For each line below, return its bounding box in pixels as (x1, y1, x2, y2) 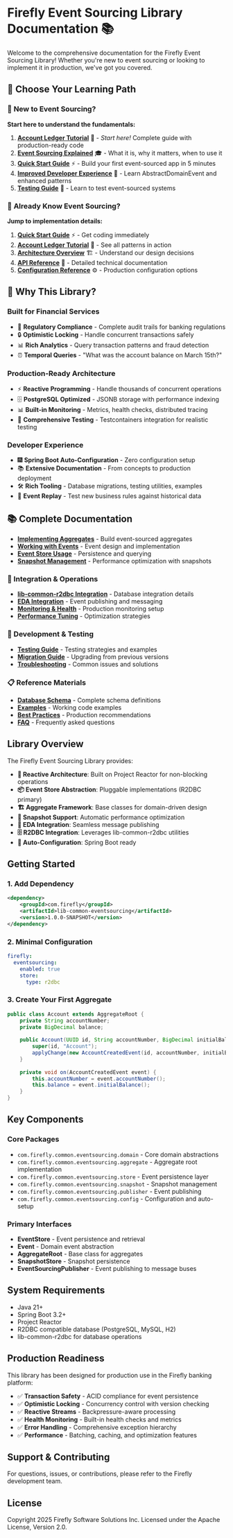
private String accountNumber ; (19, 1017, 110, 1024)
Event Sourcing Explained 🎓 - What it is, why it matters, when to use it (17, 148, 223, 157)
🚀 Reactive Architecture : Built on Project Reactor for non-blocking (17, 770, 208, 778)
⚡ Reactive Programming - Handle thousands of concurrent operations (17, 384, 222, 393)
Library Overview (7, 738, 84, 750)
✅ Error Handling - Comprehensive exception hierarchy (17, 1423, 177, 1431)
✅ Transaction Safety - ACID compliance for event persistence (17, 1392, 199, 1400)
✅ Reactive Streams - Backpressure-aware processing (17, 1407, 176, 1416)
